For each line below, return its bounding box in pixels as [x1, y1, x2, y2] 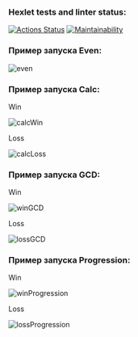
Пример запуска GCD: [8, 169, 101, 180]
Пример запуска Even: [8, 45, 102, 57]
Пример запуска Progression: [8, 255, 131, 266]
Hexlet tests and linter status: [8, 6, 127, 18]
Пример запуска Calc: [8, 83, 100, 95]
